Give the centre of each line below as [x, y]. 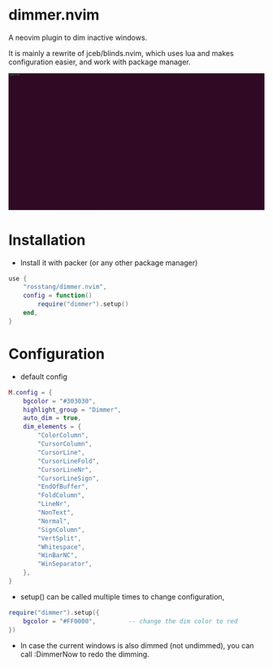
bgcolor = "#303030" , [59, 401]
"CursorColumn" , [65, 444]
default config [43, 377]
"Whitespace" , [61, 547]
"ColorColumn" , [63, 436]
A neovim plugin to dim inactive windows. [78, 37]
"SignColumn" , [61, 530]
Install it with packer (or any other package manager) [109, 263]
